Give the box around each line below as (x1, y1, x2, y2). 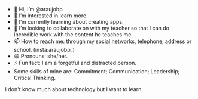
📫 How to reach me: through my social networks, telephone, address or (13, 38, 192, 45)
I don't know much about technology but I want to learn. (5, 86, 144, 92)
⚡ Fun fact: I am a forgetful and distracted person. (13, 60, 136, 66)
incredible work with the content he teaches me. (13, 31, 133, 38)
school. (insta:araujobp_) (13, 47, 75, 53)
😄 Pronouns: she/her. (13, 52, 68, 60)
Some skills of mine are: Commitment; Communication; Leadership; (13, 68, 180, 75)
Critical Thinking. (13, 75, 56, 81)
